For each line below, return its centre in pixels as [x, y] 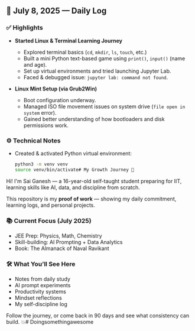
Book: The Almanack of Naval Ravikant [62, 248]
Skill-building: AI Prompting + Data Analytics [69, 242]
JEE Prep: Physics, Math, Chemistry [58, 236]
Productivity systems [40, 292]
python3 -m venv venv [41, 164]
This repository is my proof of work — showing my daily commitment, [91, 199]
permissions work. [46, 125]
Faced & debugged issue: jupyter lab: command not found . [96, 77]
